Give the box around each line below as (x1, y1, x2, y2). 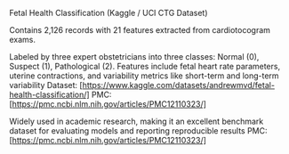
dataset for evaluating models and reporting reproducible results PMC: (9, 126, 268, 136)
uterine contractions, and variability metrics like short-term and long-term (9, 70, 279, 81)
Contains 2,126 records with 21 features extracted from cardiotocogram (9, 25, 271, 35)
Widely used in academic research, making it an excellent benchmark (9, 116, 264, 126)
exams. (9, 35, 36, 45)
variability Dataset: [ (9, 80, 83, 90)
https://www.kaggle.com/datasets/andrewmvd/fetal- (82, 80, 276, 90)
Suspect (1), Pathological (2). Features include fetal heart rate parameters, (9, 61, 281, 71)
